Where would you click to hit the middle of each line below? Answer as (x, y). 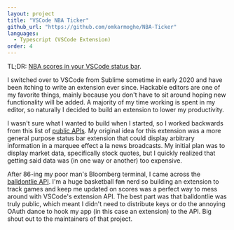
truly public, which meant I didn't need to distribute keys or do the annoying (116, 204)
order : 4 (20, 46)
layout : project (31, 14)
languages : (23, 33)
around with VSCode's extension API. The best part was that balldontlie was (117, 196)
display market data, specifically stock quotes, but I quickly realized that (111, 153)
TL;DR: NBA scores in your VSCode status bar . (74, 66)
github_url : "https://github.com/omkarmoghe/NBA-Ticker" (92, 27)
